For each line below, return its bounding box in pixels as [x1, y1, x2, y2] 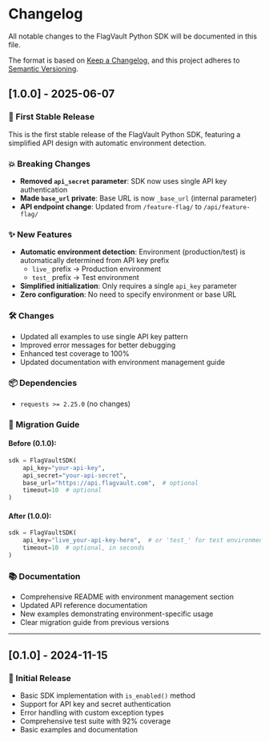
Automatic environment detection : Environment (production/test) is [19, 247, 246, 257]
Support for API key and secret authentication [19, 699, 171, 708]
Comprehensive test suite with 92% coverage [19, 716, 171, 726]
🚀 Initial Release [8, 672, 72, 683]
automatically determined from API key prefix [19, 256, 170, 266]
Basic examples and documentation [19, 724, 139, 734]
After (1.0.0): [8, 511, 52, 521]
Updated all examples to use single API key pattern [19, 331, 188, 341]
